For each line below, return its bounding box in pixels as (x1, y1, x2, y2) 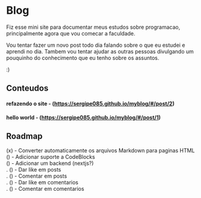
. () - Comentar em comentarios (6, 185, 85, 193)
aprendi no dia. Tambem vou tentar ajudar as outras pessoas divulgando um (6, 47, 194, 55)
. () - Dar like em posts (6, 166, 62, 173)
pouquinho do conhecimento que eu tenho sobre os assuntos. (6, 54, 160, 61)
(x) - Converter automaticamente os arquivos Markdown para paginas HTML (6, 147, 195, 154)
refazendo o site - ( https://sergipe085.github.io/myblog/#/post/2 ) (6, 100, 175, 107)
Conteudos (6, 83, 49, 94)
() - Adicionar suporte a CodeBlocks (6, 154, 96, 161)
